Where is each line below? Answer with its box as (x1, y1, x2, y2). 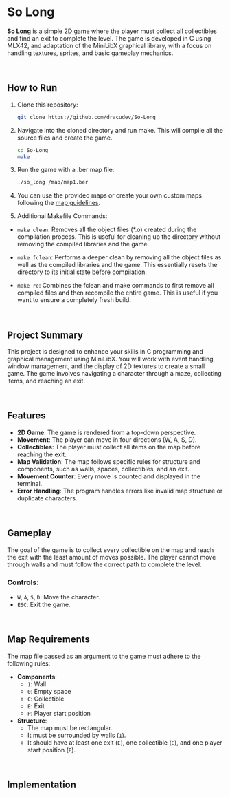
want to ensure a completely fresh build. (16, 296, 132, 304)
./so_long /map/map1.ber (16, 179, 89, 186)
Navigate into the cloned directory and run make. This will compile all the (16, 126, 224, 134)
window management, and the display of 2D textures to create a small (7, 362, 205, 370)
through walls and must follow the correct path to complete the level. (7, 560, 202, 568)
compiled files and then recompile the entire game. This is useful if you (16, 288, 218, 297)
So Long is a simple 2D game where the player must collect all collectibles (7, 27, 218, 35)
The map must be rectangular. (27, 723, 113, 732)
